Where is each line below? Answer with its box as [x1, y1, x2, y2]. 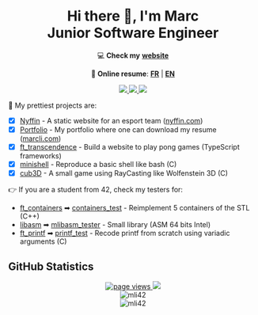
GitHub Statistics [8, 260, 94, 273]
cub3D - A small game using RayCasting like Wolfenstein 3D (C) [19, 169, 228, 178]
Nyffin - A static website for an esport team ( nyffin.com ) [19, 116, 203, 125]
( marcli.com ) [19, 134, 62, 143]
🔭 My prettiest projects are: [8, 101, 97, 110]
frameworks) [19, 151, 62, 161]
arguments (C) [19, 237, 67, 246]
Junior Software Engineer [47, 24, 219, 42]
